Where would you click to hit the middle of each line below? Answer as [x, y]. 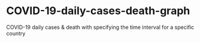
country [16, 33]
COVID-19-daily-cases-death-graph [98, 11]
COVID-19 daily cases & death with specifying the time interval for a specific [100, 27]
